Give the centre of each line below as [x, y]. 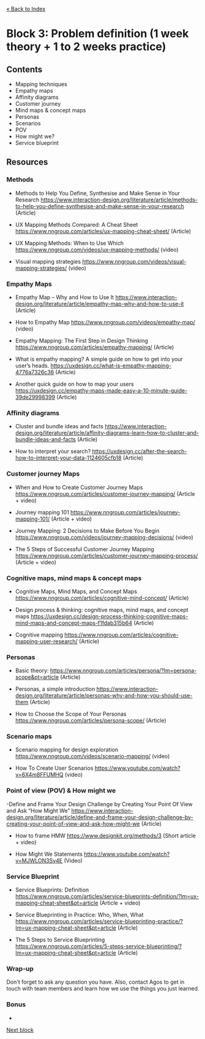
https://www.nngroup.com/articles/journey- [125, 512]
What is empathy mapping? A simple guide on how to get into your [99, 359]
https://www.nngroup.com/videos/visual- [134, 261]
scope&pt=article [37, 677]
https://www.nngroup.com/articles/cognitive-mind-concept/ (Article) [102, 598]
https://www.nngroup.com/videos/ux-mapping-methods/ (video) [97, 249]
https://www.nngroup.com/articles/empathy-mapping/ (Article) [95, 347]
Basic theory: [32, 671]
